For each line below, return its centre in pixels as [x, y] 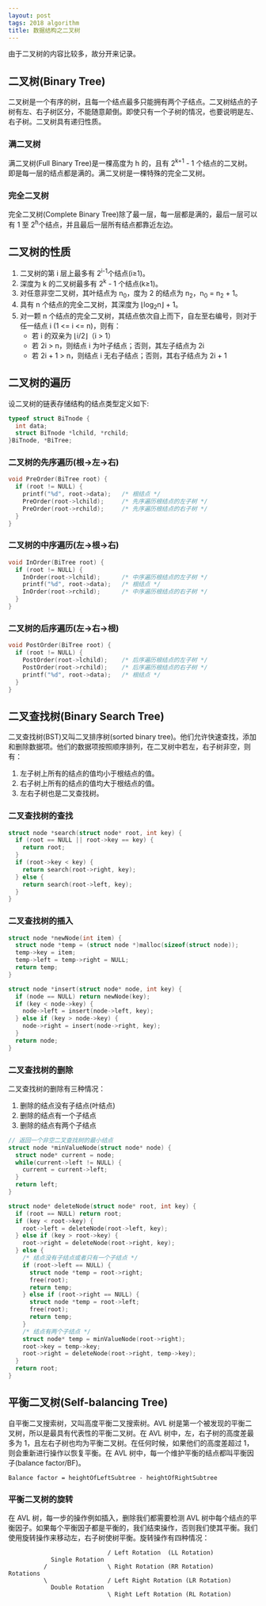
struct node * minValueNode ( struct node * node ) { [90, 1148]
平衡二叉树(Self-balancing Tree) [88, 1403]
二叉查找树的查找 [41, 816]
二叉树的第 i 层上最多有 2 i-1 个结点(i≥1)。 [85, 272]
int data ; [31, 426]
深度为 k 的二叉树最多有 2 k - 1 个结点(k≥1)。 [91, 282]
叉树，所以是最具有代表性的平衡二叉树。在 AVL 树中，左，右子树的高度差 [128, 1433]
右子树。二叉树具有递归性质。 [57, 122]
